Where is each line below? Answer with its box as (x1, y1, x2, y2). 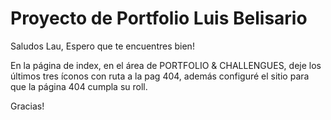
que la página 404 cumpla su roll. (10, 80, 148, 92)
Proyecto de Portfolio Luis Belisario (10, 7, 308, 30)
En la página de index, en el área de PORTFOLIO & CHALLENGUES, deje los (10, 59, 322, 71)
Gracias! (10, 100, 45, 112)
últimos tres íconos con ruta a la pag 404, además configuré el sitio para (10, 70, 310, 82)
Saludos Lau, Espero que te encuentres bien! (10, 40, 195, 52)
